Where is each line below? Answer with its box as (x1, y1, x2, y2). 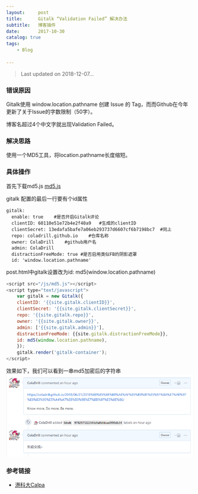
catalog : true (6, 34, 41, 41)
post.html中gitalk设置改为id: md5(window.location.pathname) (6, 268, 156, 275)
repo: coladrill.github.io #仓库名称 (11, 233, 109, 239)
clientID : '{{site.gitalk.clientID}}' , (17, 300, 116, 306)
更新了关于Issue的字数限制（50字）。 (6, 108, 96, 116)
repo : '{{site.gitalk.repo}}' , (17, 312, 94, 318)
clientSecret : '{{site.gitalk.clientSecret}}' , (17, 306, 136, 312)
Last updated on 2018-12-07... (20, 70, 94, 77)
